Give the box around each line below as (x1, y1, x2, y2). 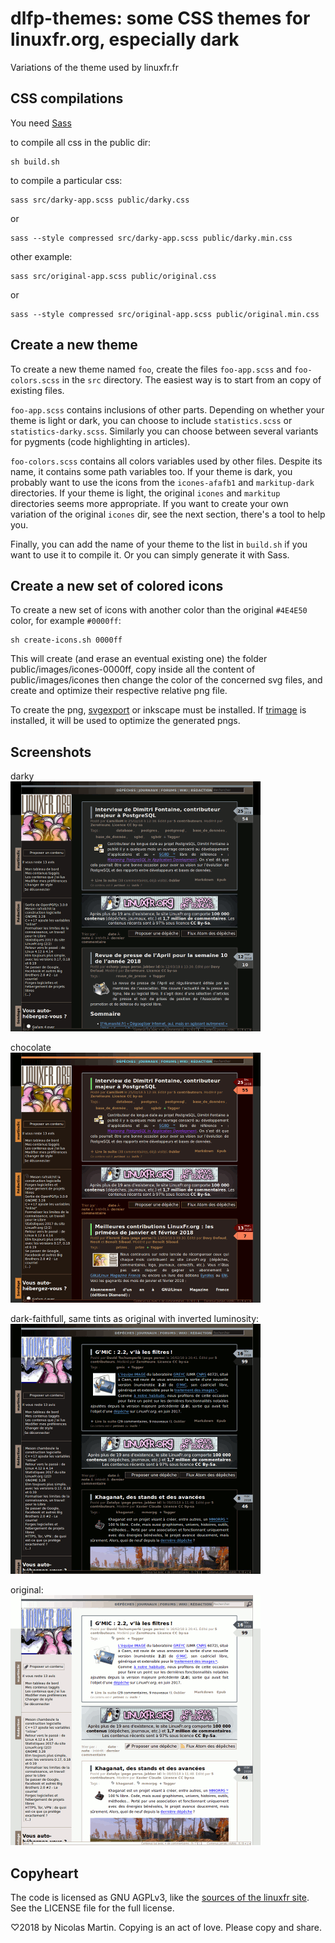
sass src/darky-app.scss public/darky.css (10, 195, 190, 205)
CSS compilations (10, 90, 124, 107)
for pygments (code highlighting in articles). (10, 435, 191, 447)
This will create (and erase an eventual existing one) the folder (10, 653, 268, 665)
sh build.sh (10, 157, 60, 167)
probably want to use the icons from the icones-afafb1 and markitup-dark (10, 476, 315, 488)
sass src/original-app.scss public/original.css (10, 271, 217, 281)
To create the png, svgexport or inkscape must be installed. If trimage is (10, 704, 307, 716)
